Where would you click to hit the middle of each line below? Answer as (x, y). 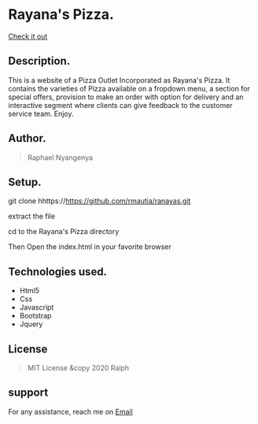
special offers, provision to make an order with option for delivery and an (126, 97)
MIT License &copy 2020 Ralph (78, 368)
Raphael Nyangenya (60, 157)
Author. (27, 138)
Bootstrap (35, 316)
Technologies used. (58, 272)
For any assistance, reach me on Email (71, 411)
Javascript (37, 307)
